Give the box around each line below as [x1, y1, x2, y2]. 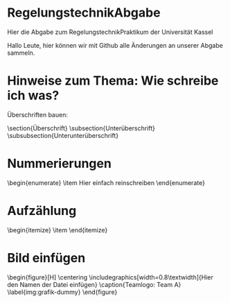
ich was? [7, 88, 60, 103]
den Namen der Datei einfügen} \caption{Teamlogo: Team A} [7, 280, 182, 288]
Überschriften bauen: [7, 110, 68, 119]
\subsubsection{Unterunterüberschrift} [7, 131, 119, 139]
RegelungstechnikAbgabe [7, 5, 161, 21]
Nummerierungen [7, 156, 112, 171]
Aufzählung [7, 203, 77, 218]
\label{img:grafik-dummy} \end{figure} [7, 288, 118, 296]
